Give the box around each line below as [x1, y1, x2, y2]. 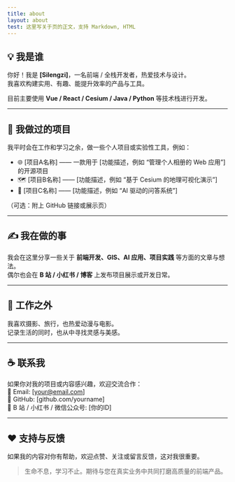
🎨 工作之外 [7, 300, 52, 312]
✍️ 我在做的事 [7, 230, 67, 242]
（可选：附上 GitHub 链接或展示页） [7, 201, 111, 210]
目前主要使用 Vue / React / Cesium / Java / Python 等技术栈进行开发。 [7, 94, 211, 103]
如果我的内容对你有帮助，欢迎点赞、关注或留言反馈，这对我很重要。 [7, 452, 204, 461]
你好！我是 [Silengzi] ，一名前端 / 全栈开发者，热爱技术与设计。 [7, 71, 190, 79]
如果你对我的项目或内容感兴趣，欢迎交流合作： [7, 380, 142, 388]
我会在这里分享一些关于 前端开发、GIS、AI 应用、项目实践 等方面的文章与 [7, 253, 219, 261]
